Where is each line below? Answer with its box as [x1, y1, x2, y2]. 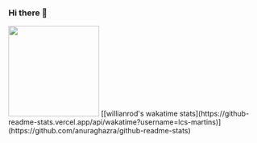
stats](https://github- [180, 108, 250, 119]
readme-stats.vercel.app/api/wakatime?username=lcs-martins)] [8, 117, 222, 127]
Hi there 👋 [8, 7, 48, 18]
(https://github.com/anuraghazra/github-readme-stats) [8, 126, 191, 136]
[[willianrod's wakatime [100, 108, 179, 119]
